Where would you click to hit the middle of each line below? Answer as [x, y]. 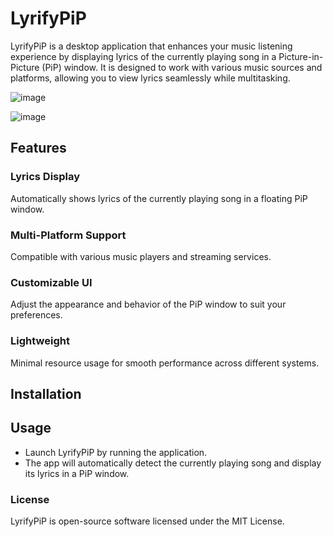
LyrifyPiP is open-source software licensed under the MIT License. [147, 521]
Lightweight [40, 341]
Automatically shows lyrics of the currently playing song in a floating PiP [159, 198]
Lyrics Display [45, 177]
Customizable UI [51, 282]
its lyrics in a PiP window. [77, 473]
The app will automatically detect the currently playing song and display [173, 463]
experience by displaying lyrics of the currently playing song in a [143, 56]
